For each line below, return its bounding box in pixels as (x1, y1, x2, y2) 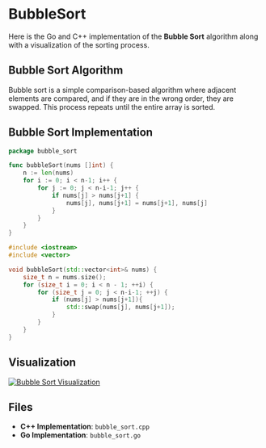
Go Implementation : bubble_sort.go (19, 430, 141, 440)
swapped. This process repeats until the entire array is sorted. (8, 102, 216, 111)
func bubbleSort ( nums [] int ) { (8, 161, 114, 170)
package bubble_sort (8, 147, 78, 155)
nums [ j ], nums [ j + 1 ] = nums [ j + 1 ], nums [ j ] (65, 199, 208, 207)
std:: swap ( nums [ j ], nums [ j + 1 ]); (65, 304, 175, 312)
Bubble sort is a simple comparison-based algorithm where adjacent (8, 85, 237, 94)
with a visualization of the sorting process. (8, 40, 150, 49)
